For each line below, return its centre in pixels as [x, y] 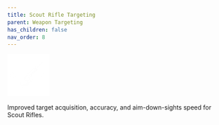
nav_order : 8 [26, 37]
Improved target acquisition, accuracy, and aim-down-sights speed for [109, 107]
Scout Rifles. [26, 115]
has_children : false [38, 29]
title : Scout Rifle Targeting [52, 15]
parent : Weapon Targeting [45, 22]
